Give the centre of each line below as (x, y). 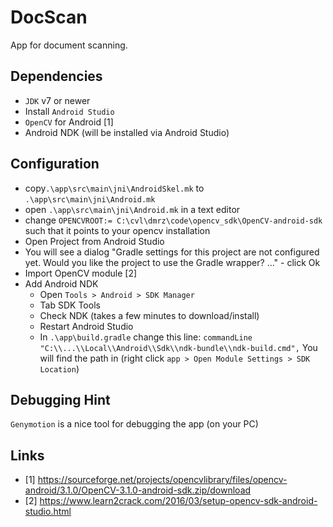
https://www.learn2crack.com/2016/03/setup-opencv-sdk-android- (178, 501)
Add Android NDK (61, 283)
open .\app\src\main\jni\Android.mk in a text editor (132, 209)
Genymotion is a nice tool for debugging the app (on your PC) (134, 424)
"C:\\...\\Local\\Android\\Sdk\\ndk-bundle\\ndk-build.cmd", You (178, 347)
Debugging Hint (60, 399)
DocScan (49, 17)
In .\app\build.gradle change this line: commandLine (146, 337)
